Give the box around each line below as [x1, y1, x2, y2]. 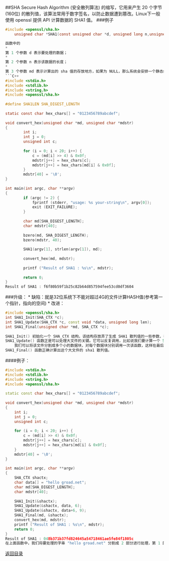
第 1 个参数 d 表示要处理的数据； [5, 50, 68, 55]
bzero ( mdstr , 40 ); [23, 237, 62, 243]
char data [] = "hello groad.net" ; [14, 480, 87, 485]
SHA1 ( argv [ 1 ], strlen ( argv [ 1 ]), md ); [23, 247, 102, 252]
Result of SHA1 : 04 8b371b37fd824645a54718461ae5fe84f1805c [5, 536, 134, 541]
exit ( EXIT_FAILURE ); [32, 204, 78, 210]
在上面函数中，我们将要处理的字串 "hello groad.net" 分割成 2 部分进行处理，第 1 [5, 541, 160, 546]
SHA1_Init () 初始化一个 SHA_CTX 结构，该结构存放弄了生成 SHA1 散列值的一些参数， [5, 334, 163, 339]
